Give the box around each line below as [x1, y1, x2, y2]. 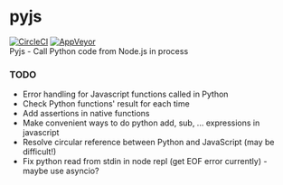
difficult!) [22, 146, 57, 157]
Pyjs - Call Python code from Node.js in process [9, 45, 189, 56]
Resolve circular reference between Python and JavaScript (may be [22, 137, 275, 148]
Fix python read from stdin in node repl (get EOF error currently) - [22, 156, 268, 167]
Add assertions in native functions [22, 108, 150, 119]
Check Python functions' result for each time [22, 98, 190, 109]
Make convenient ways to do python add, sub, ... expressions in [22, 117, 260, 128]
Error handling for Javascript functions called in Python [22, 88, 229, 100]
